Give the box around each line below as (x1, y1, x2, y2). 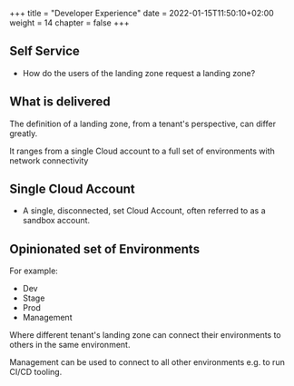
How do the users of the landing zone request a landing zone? (22, 67, 256, 78)
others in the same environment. (9, 340, 131, 351)
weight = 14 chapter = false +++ (9, 17, 130, 28)
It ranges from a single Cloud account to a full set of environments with (9, 145, 275, 156)
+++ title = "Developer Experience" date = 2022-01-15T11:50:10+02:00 (9, 8, 274, 18)
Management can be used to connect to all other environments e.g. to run (9, 357, 286, 368)
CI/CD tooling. (9, 367, 63, 378)
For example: (9, 265, 59, 276)
